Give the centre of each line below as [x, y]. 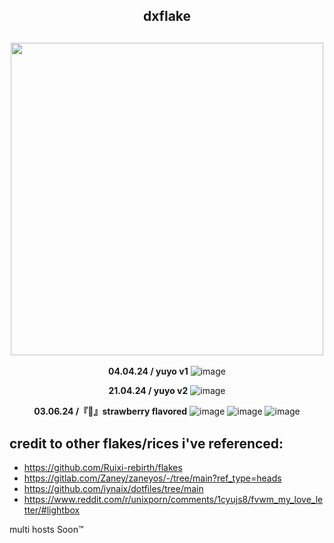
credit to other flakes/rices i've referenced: [146, 443]
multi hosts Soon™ [46, 530]
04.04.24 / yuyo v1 [148, 371]
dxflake [167, 16]
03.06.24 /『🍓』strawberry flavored [110, 411]
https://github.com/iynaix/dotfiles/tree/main [113, 489]
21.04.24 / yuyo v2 [148, 391]
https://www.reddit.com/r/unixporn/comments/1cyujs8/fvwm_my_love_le [173, 500]
